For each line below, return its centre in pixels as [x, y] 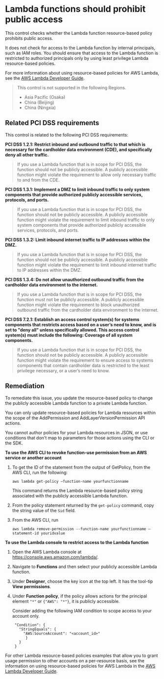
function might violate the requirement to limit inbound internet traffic [87, 265]
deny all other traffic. [27, 155]
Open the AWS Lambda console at [47, 552]
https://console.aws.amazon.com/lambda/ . [55, 557]
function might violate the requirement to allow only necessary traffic [87, 175]
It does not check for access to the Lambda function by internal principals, [80, 48]
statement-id [25, 533]
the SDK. [14, 443]
